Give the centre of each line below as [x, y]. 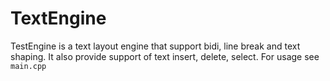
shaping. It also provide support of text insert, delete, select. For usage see [165, 56]
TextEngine [58, 18]
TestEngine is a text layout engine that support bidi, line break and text [155, 46]
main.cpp [28, 66]
